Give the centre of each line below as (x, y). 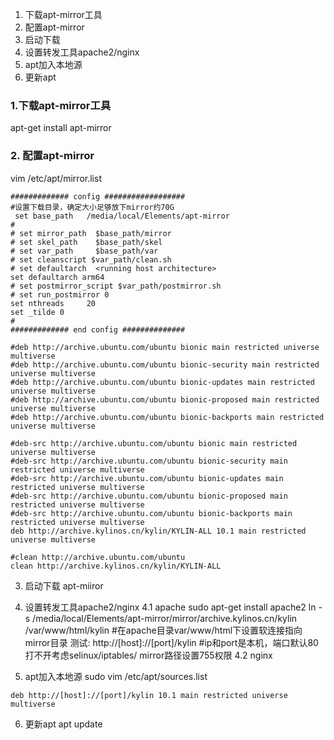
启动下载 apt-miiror (64, 585)
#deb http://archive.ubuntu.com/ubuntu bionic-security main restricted (165, 364)
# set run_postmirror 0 (60, 294)
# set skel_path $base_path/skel (86, 242)
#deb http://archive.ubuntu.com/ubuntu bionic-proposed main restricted (165, 399)
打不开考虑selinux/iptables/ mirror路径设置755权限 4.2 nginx (148, 655)
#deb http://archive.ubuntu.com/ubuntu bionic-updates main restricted (162, 382)
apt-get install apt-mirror (61, 128)
